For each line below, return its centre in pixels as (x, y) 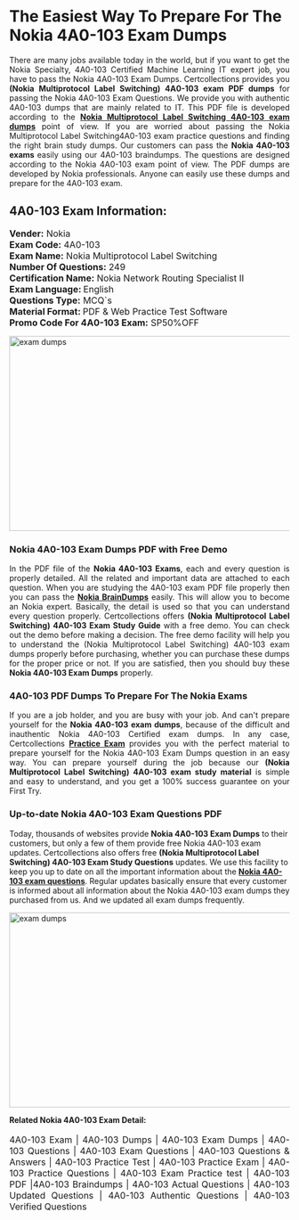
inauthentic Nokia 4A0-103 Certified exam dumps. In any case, (149, 734)
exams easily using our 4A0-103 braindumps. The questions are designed (149, 154)
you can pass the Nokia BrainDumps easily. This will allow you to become (150, 597)
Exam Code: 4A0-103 (55, 244)
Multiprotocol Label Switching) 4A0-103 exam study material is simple (149, 772)
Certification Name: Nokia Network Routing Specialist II (127, 278)
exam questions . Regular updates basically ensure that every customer (156, 880)
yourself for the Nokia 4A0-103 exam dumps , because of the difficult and (149, 725)
